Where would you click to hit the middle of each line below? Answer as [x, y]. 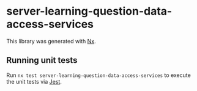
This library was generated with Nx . [51, 41]
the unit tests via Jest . [34, 81]
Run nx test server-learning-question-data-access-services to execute [98, 75]
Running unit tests [42, 60]
